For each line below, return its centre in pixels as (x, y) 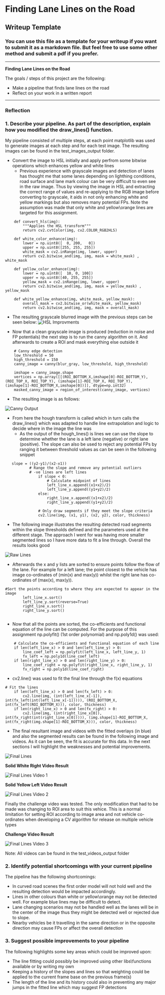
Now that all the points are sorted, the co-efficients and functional (79, 624)
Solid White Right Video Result (37, 766)
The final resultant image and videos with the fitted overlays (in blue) (82, 731)
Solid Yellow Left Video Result (36, 785)
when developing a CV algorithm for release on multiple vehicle (89, 819)
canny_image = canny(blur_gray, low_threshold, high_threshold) (81, 364)
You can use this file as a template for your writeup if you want (81, 41)
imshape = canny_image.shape (44, 373)
